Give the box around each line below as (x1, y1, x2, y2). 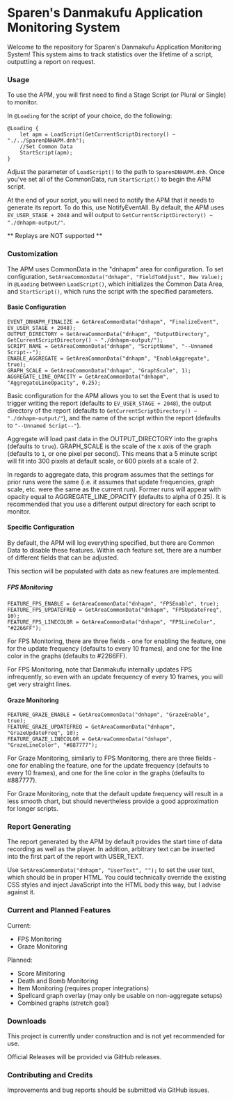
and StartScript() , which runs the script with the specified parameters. (7, 287, 214, 295)
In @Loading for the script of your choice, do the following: (7, 111, 172, 120)
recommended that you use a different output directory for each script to (7, 500, 216, 508)
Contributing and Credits (7, 1070, 93, 1079)
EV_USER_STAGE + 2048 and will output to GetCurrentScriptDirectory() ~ (7, 211, 214, 219)
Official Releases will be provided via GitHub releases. (7, 1053, 162, 1061)
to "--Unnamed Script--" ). (7, 421, 81, 429)
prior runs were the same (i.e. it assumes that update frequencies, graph (7, 477, 215, 486)
